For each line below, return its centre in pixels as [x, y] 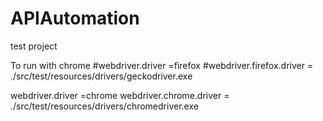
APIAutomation [75, 18]
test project [34, 46]
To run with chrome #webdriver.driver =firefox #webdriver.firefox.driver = [162, 65]
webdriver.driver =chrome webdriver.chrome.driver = [120, 95]
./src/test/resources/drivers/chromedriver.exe [104, 106]
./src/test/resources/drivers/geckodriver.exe [101, 76]
